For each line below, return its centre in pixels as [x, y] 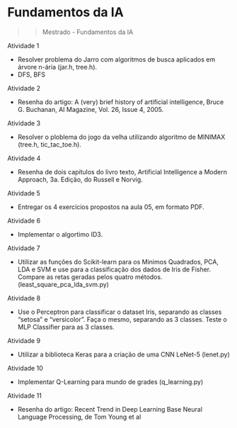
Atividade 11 [25, 395]
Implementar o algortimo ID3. [60, 234]
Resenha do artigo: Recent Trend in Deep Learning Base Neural [110, 409]
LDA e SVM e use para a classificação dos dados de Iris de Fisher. [114, 269]
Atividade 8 [24, 298]
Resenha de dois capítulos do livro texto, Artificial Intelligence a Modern [122, 171]
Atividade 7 [24, 248]
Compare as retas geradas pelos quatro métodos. [90, 276]
